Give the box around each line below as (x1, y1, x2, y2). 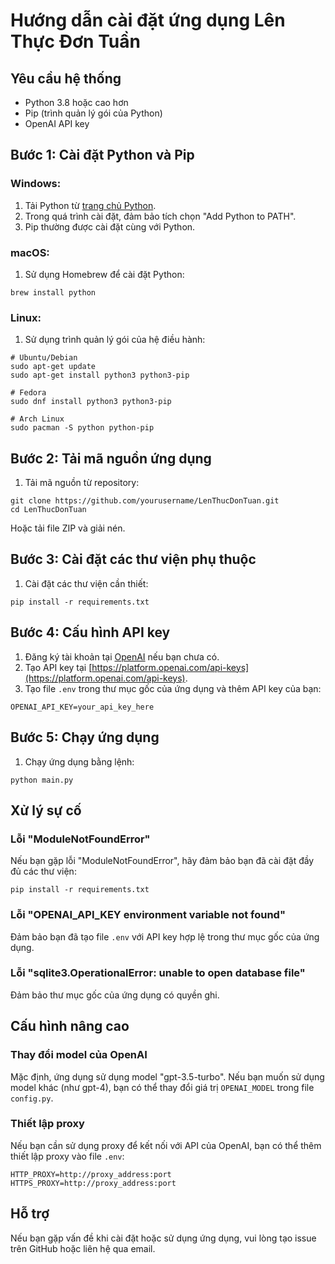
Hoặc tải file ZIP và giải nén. (10, 522, 126, 534)
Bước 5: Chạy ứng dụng (10, 729, 160, 746)
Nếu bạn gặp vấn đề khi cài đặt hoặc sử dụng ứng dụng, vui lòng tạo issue (10, 1232, 317, 1244)
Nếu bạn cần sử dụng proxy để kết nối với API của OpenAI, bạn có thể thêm (10, 1139, 322, 1151)
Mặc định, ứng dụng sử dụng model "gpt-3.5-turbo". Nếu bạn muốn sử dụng (10, 1070, 325, 1083)
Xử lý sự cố (10, 802, 82, 819)
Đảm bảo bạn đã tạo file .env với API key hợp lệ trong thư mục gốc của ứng (10, 930, 320, 943)
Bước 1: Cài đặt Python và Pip (10, 147, 195, 164)
